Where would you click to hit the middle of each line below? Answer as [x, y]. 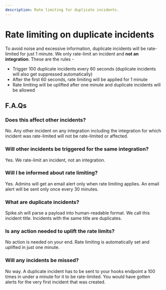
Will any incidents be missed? [42, 260]
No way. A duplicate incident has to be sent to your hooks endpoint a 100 [80, 271]
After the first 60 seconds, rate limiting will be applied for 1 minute [80, 79]
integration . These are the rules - [40, 59]
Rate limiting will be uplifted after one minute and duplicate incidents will [86, 84]
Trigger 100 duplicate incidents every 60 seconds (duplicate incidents [84, 68]
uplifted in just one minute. [32, 247]
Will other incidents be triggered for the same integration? [77, 149]
